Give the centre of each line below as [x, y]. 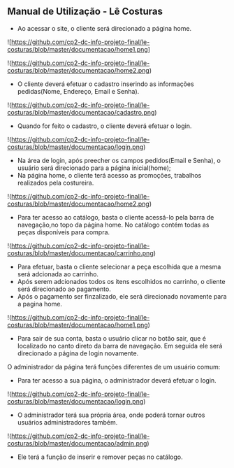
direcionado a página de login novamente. [78, 353]
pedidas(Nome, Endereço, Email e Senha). [78, 91]
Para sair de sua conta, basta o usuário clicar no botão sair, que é [111, 338]
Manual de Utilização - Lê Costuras [85, 12]
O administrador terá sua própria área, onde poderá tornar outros [111, 415]
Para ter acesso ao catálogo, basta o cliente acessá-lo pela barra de [116, 217]
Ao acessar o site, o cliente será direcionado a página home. [104, 28]
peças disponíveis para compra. [64, 232]
